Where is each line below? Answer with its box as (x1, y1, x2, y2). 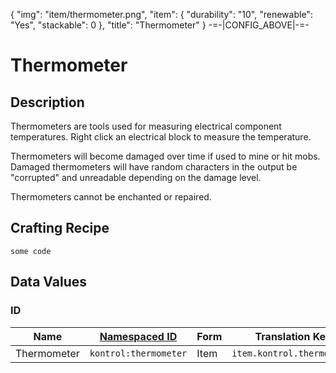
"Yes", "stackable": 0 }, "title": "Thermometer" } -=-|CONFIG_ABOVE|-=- (10, 19, 310, 31)
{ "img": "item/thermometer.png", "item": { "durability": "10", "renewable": (10, 9, 313, 20)
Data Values (10, 274, 87, 291)
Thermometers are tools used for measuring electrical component (10, 120, 282, 132)
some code (10, 246, 52, 256)
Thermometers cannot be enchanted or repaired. (10, 191, 212, 203)
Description (10, 94, 85, 111)
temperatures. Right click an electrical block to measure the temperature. (10, 131, 312, 143)
